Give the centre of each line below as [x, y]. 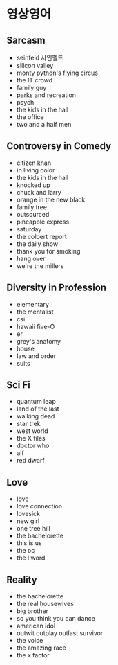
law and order [36, 356]
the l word [31, 558]
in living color [36, 170]
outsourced [33, 214]
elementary [33, 304]
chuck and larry [39, 192]
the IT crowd [35, 80]
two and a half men [44, 124]
